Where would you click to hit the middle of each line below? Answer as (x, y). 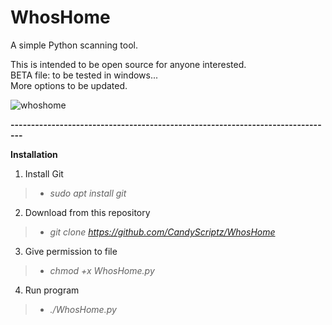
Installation (34, 154)
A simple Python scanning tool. (74, 45)
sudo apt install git (88, 193)
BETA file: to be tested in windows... (84, 75)
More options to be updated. (69, 85)
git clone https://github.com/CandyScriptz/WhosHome (162, 232)
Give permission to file (71, 251)
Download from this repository (87, 212)
